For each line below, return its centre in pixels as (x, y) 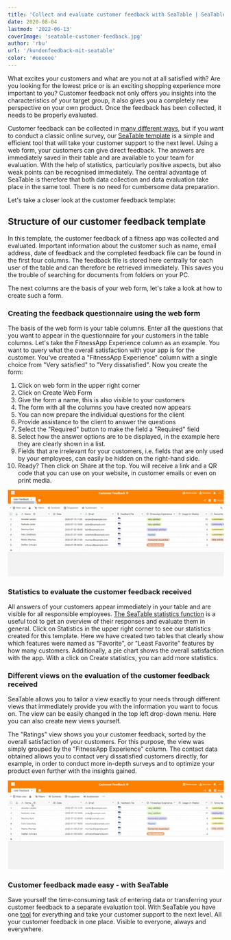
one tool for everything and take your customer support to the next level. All (115, 914)
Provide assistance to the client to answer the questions (97, 422)
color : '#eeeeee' (33, 58)
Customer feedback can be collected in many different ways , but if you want (116, 128)
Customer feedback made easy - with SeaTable (88, 885)
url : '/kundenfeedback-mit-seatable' (62, 51)
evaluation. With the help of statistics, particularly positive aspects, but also (114, 164)
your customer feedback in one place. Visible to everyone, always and (107, 921)
